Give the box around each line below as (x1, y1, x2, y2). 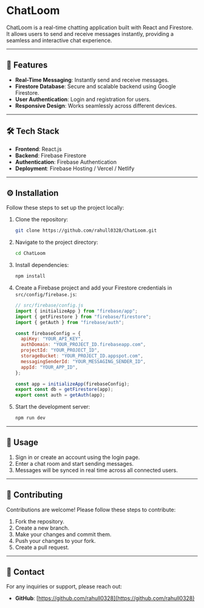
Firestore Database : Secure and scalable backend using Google (15, 83, 176, 90)
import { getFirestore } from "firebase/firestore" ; (15, 314, 152, 320)
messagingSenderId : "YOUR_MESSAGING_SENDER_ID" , (21, 358, 146, 365)
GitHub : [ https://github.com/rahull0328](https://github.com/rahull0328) (15, 595, 195, 602)
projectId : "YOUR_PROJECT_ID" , (21, 347, 100, 353)
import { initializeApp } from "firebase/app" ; (15, 308, 138, 314)
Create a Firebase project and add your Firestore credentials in (15, 284, 172, 291)
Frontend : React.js (15, 145, 62, 153)
